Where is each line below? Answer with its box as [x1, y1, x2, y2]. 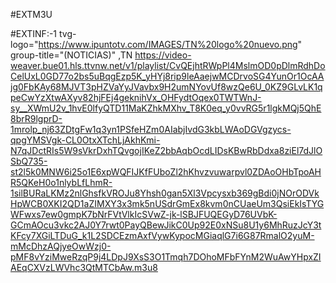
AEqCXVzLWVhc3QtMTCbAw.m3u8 [10, 262, 158, 273]
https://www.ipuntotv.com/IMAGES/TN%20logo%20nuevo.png [38, 39, 298, 50]
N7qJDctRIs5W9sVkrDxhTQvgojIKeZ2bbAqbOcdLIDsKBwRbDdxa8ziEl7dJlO [10, 145, 323, 156]
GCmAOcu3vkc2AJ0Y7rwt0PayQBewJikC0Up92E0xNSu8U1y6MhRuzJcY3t [10, 219, 322, 231]
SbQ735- [10, 155, 48, 167]
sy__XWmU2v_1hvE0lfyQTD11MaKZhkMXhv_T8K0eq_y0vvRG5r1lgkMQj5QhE [10, 102, 322, 114]
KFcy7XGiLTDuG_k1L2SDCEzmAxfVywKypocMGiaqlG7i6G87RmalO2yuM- [10, 230, 315, 241]
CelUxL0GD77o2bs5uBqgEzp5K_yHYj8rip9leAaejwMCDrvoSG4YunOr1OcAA [10, 70, 325, 82]
